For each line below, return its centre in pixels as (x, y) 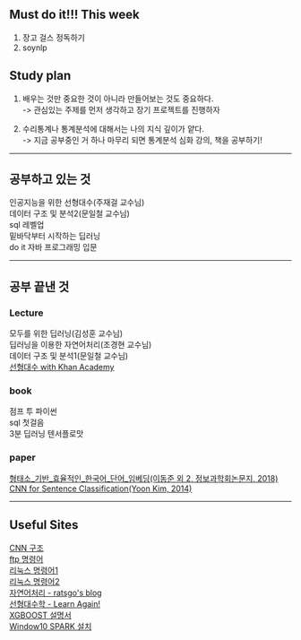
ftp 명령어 (26, 558)
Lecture (26, 313)
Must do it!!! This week (75, 15)
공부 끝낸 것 (39, 286)
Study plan (40, 76)
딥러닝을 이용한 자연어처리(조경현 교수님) (81, 345)
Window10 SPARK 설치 (51, 626)
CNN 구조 (27, 548)
